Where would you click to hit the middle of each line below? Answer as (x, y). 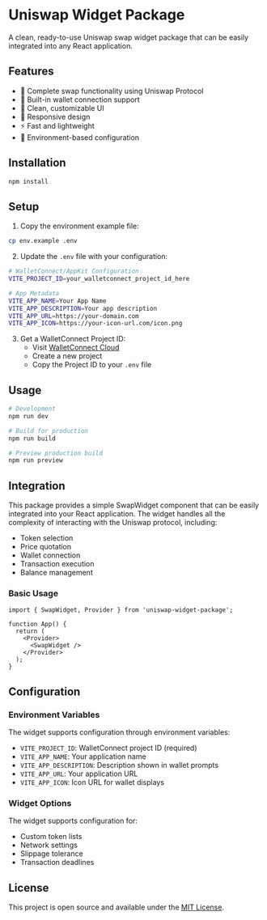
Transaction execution (57, 564)
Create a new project (67, 356)
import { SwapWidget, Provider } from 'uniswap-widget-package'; (121, 610)
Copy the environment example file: (79, 226)
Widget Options (40, 803)
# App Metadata (34, 293)
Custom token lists (51, 837)
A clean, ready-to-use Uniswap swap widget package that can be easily (129, 37)
